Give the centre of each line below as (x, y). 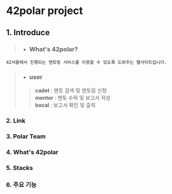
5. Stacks (20, 168)
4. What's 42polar (32, 152)
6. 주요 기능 (21, 185)
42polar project (44, 11)
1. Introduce (28, 33)
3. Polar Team (26, 137)
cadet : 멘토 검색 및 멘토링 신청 (71, 91)
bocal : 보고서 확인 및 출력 (65, 105)
